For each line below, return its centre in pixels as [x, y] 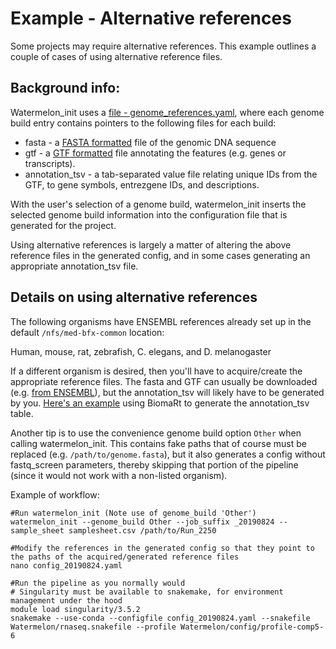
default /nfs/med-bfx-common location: [87, 332]
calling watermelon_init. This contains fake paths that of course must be [158, 443]
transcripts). [50, 163]
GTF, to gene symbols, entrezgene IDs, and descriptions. [142, 184]
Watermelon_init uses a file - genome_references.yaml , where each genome [167, 112]
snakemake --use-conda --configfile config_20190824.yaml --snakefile [160, 618]
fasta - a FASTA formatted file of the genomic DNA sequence [150, 142]
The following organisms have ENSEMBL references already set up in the [161, 321]
